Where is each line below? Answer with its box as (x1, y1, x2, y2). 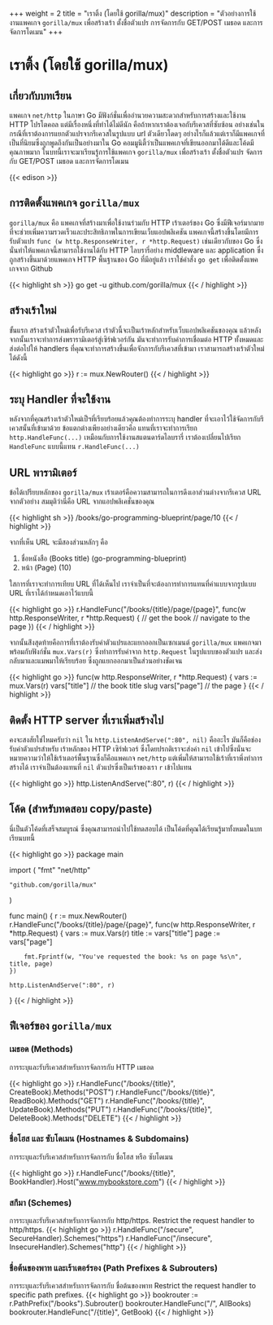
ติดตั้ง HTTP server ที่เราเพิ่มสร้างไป (9, 713, 164, 727)
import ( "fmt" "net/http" (9, 865, 91, 874)
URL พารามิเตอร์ (9, 465, 77, 479)
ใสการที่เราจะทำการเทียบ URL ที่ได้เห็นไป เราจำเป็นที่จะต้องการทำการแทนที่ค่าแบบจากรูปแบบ (9, 579, 257, 589)
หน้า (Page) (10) (20, 563, 72, 573)
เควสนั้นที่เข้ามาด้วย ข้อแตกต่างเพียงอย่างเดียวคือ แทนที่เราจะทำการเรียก (9, 423, 197, 433)
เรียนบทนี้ (9, 833, 35, 843)
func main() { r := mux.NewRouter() (9, 910, 128, 921)
